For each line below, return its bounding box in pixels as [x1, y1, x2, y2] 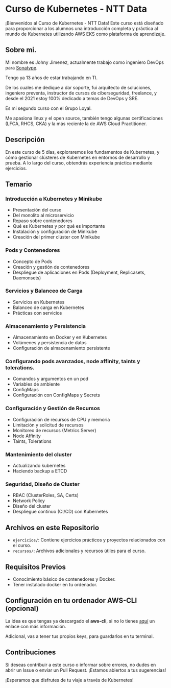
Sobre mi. [5, 45, 37, 54]
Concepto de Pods [12, 258, 53, 265]
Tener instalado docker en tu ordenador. [12, 581, 97, 587]
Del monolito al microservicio [12, 212, 74, 219]
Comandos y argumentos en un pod [12, 376, 88, 382]
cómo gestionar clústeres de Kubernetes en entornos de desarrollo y [5, 154, 151, 160]
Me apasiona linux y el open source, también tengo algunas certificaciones [5, 115, 163, 121]
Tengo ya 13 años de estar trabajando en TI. [5, 75, 98, 81]
